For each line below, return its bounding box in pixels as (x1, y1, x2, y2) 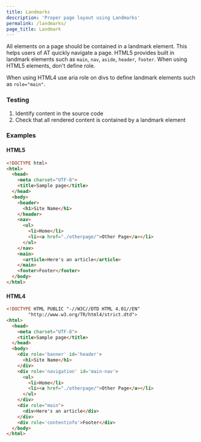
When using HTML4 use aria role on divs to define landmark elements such (6, 74, 196, 81)
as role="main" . (6, 81, 46, 88)
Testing (6, 96, 29, 104)
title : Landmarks (6, 9, 51, 15)
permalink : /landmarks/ (6, 20, 67, 26)
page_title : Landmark (6, 26, 62, 32)
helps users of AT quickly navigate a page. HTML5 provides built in (6, 49, 175, 57)
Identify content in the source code (15, 109, 104, 117)
